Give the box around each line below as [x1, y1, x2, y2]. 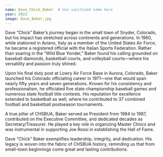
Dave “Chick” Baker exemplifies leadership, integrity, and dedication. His [5, 136, 152, 142]
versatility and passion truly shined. [5, 61, 77, 67]
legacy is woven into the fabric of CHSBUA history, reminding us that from [5, 141, 155, 147]
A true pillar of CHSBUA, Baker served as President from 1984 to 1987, [5, 111, 147, 117]
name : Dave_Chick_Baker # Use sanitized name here [5, 7, 113, 12]
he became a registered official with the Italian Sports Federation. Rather [5, 45, 152, 51]
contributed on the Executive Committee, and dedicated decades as [5, 116, 143, 122]
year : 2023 [5, 12, 27, 17]
